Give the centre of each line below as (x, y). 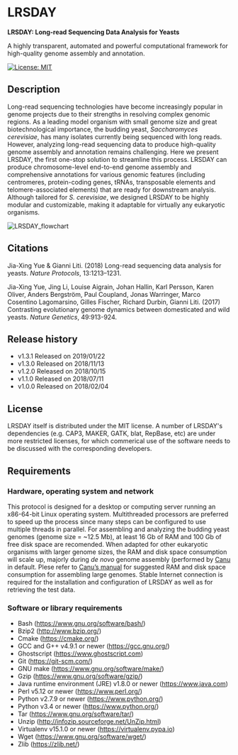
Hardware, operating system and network (81, 491)
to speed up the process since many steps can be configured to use (107, 521)
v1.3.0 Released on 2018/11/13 (61, 364)
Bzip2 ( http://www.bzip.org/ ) (59, 631)
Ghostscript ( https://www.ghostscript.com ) (80, 653)
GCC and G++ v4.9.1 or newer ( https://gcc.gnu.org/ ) (93, 646)
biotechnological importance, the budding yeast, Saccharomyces (103, 129)
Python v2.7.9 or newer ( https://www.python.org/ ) (90, 699)
